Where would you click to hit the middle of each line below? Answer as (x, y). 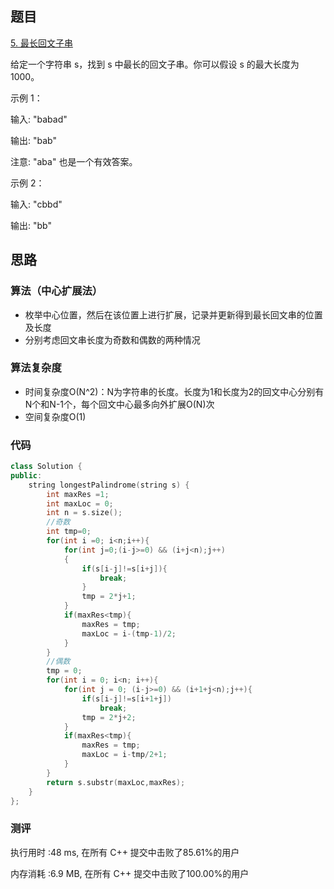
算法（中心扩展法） (56, 291)
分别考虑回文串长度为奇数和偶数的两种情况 (112, 339)
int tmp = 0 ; (69, 532)
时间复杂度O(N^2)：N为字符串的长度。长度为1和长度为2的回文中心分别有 (174, 391)
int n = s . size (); (84, 513)
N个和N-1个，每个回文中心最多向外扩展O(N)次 (119, 404)
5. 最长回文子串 (41, 43)
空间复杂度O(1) (55, 416)
